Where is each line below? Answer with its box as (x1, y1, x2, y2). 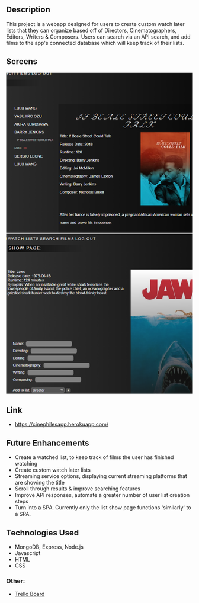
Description (6, 5, 50, 15)
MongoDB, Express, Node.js (14, 543, 84, 550)
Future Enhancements (6, 438, 90, 448)
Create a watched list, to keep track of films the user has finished (14, 454, 174, 461)
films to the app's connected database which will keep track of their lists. (6, 39, 185, 46)
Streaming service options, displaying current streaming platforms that (14, 473, 188, 480)
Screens (6, 56, 37, 67)
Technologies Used (6, 527, 79, 538)
